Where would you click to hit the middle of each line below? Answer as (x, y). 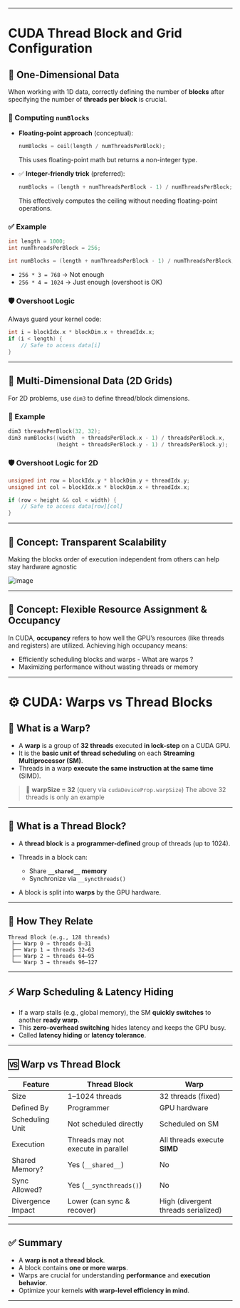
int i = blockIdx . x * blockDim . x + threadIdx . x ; (82, 332)
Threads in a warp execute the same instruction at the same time (116, 768)
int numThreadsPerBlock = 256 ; (54, 248)
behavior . (33, 1282)
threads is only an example (65, 797)
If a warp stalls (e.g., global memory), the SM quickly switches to (115, 1013)
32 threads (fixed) (190, 1097)
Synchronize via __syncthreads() (78, 878)
